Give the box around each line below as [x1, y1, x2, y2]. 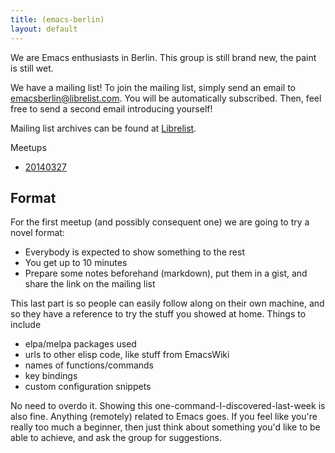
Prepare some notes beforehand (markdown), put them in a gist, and [24, 267, 308, 280]
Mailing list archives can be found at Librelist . [10, 122, 197, 134]
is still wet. [10, 62, 54, 74]
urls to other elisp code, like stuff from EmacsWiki [24, 349, 230, 361]
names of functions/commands [24, 359, 155, 371]
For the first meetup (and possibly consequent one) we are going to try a [10, 216, 310, 228]
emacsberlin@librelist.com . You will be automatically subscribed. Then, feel [10, 92, 322, 104]
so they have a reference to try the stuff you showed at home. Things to [10, 308, 307, 320]
